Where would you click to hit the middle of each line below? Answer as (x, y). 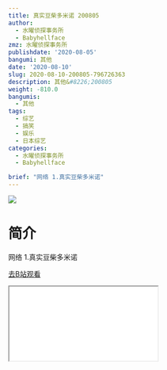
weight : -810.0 (33, 89)
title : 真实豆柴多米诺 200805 (54, 15)
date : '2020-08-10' (40, 67)
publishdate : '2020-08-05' (53, 52)
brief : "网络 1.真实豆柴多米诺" (56, 177)
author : (21, 23)
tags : (17, 112)
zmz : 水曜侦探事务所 (38, 45)
